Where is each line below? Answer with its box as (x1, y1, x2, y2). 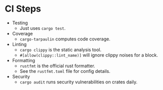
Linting (12, 41, 27, 47)
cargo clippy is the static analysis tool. (19, 47, 102, 53)
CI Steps (5, 3, 41, 15)
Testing (12, 20, 29, 26)
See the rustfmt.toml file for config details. (19, 68, 111, 74)
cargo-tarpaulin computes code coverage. (19, 36, 111, 42)
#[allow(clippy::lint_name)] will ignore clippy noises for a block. (19, 52, 158, 58)
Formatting (12, 57, 35, 63)
